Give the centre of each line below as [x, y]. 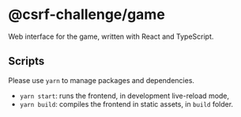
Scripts [26, 61]
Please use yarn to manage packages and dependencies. [102, 80]
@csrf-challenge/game [87, 15]
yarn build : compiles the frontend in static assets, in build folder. [126, 104]
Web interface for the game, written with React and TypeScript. [111, 36]
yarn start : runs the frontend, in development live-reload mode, [124, 96]
